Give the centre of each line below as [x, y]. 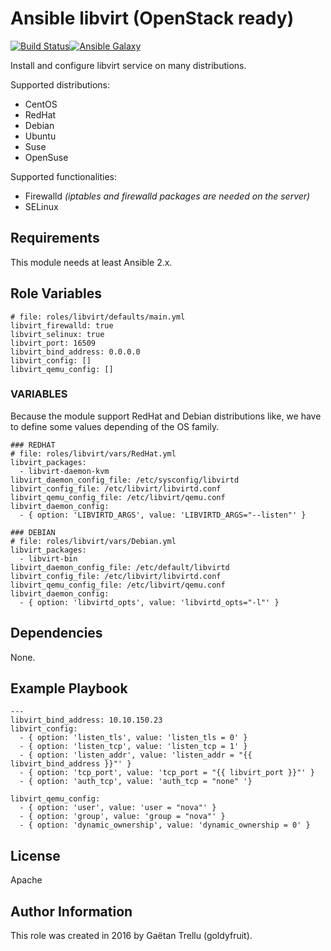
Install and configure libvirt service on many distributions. [128, 65]
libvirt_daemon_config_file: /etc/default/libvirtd [120, 567]
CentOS [41, 104]
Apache [26, 880]
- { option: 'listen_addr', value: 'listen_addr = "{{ [136, 755]
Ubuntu [40, 136]
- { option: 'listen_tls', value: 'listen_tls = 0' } [133, 738]
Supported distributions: [60, 84]
